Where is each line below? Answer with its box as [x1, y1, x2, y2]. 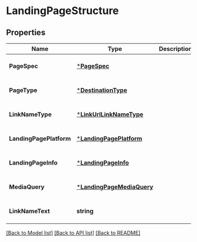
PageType [9, 86, 38, 94]
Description [159, 45, 192, 53]
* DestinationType [76, 86, 127, 94]
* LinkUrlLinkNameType [76, 110, 144, 118]
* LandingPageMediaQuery [76, 183, 154, 191]
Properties [6, 28, 46, 38]
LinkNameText [9, 207, 50, 215]
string [76, 207, 94, 215]
